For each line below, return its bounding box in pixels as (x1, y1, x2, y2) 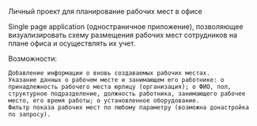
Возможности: (8, 54, 58, 63)
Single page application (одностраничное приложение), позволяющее (8, 22, 244, 31)
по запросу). (8, 110, 51, 118)
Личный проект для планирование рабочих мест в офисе (8, 7, 203, 16)
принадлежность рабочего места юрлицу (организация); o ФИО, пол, (8, 83, 232, 91)
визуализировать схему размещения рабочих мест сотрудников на (8, 31, 238, 39)
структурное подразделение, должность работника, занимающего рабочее (8, 90, 246, 98)
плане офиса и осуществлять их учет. (8, 39, 136, 48)
